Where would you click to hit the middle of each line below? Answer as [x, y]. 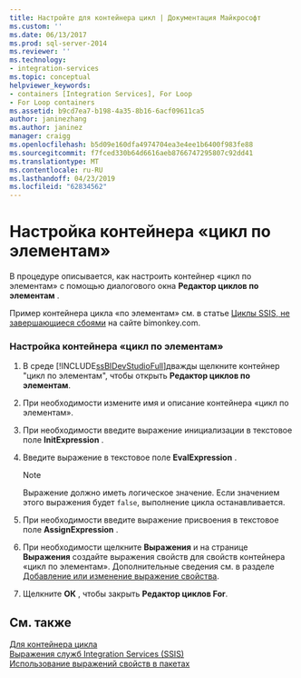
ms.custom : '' [36, 26]
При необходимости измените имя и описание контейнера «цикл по [155, 403]
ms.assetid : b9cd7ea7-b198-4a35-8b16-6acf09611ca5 [107, 111]
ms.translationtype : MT [54, 161]
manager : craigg [40, 136]
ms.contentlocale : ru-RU [56, 170]
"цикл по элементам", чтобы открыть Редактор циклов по [136, 376]
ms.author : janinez [46, 128]
